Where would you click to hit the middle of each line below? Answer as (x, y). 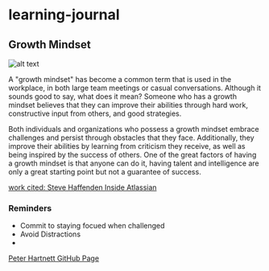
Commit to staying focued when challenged (92, 226)
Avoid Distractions (50, 234)
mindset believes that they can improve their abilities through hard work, (128, 105)
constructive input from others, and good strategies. (95, 113)
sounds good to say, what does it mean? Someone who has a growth (123, 96)
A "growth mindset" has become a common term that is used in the (120, 79)
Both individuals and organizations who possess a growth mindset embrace (134, 129)
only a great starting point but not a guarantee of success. (105, 172)
